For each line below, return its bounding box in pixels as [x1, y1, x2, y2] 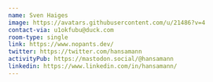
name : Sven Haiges [8, 11, 68, 20]
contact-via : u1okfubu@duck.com [8, 26, 114, 34]
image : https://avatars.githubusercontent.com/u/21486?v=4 [8, 19, 206, 27]
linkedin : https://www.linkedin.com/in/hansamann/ [8, 62, 178, 70]
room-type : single [8, 33, 68, 41]
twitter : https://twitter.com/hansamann [8, 48, 143, 55]
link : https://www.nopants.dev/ [8, 41, 114, 48]
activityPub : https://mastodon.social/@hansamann [8, 55, 174, 63]
